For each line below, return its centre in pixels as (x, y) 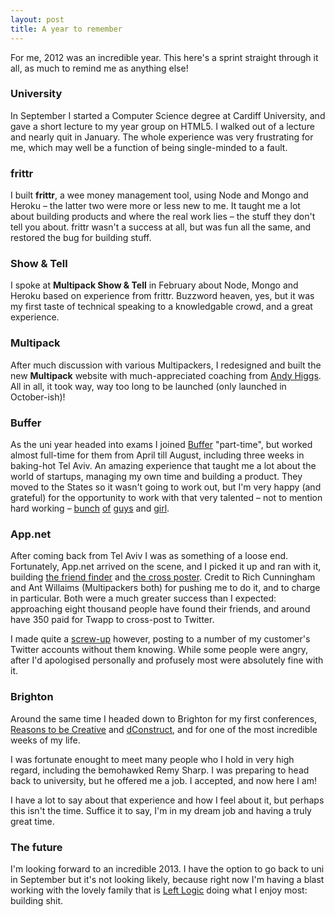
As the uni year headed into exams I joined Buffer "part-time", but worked (161, 444)
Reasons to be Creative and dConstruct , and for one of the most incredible (164, 729)
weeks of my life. (45, 740)
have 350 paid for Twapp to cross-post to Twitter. (112, 620)
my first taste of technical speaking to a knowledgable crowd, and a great (161, 307)
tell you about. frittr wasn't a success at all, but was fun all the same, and (161, 227)
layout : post (37, 19)
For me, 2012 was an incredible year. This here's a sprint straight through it (164, 57)
